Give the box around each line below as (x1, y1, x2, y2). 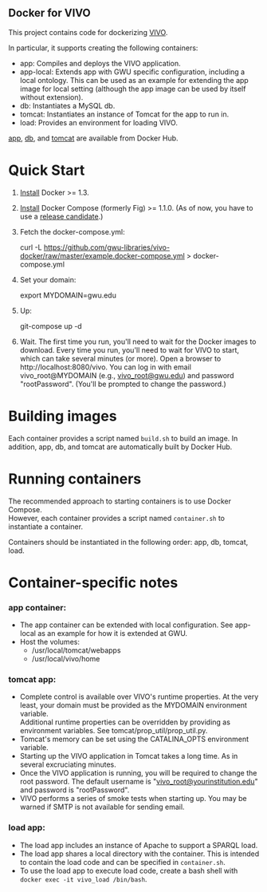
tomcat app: (8, 674, 57, 685)
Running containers (8, 470, 142, 487)
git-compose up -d (19, 321, 82, 330)
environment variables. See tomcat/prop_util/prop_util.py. (19, 726, 208, 736)
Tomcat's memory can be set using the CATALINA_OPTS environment (19, 734, 249, 744)
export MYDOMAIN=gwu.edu (19, 290, 117, 300)
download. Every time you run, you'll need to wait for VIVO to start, (19, 345, 240, 354)
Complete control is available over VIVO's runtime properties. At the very (19, 692, 259, 701)
